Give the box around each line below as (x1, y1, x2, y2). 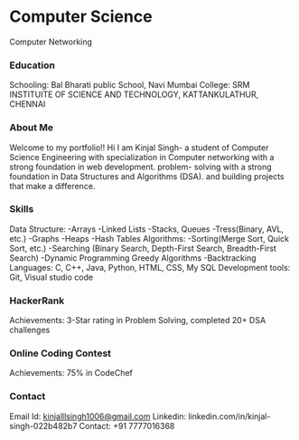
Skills (9, 203, 34, 215)
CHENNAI (9, 99, 46, 110)
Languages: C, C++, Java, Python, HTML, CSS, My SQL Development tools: (9, 262, 291, 273)
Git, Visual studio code (9, 272, 93, 282)
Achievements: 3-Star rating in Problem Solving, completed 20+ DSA (9, 315, 266, 326)
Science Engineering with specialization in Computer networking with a (9, 151, 275, 162)
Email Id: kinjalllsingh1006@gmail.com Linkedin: (9, 410, 187, 422)
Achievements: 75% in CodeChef (9, 368, 134, 378)
